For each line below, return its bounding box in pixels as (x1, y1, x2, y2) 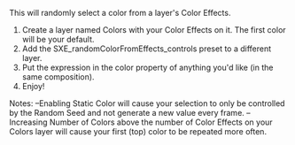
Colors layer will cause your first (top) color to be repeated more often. (9, 126, 268, 136)
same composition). (21, 72, 95, 82)
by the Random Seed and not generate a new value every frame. (9, 108, 245, 118)
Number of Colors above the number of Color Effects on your (49, 117, 273, 127)
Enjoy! (21, 81, 45, 91)
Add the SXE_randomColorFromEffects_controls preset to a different (21, 43, 272, 54)
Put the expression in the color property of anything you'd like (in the (21, 62, 274, 72)
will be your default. (21, 34, 95, 44)
